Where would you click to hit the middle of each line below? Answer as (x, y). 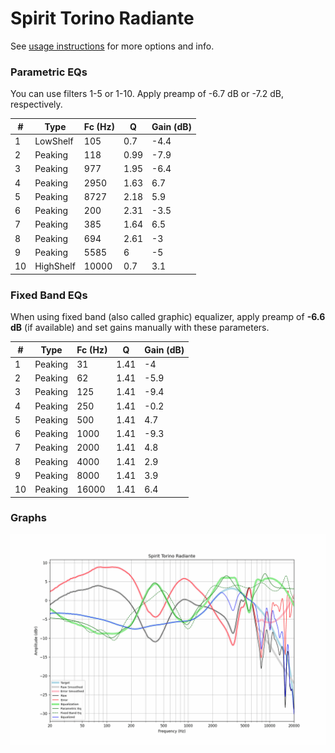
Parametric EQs (49, 72)
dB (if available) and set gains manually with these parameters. (140, 328)
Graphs (28, 518)
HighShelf (55, 266)
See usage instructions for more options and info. (112, 46)
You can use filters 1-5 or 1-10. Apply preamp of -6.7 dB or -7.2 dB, (147, 94)
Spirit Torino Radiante (102, 18)
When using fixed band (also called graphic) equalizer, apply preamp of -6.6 (168, 317)
